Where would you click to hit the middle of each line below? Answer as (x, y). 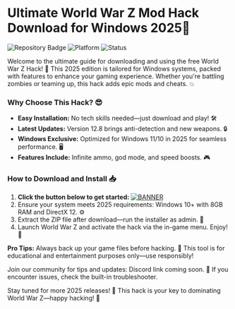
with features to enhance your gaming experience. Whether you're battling (116, 76)
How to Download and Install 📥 (62, 179)
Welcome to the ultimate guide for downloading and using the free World (113, 61)
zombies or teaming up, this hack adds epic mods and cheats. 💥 (101, 83)
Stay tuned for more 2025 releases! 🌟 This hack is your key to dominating (114, 290)
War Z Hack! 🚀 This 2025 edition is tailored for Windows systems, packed (114, 68)
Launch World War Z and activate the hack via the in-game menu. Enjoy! (122, 226)
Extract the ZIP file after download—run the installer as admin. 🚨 (111, 219)
